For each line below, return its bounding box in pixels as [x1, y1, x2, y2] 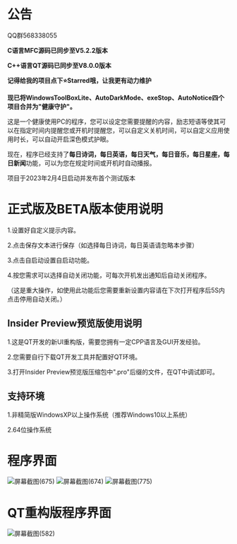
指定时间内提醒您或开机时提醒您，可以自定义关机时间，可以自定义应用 [19, 126, 224, 134]
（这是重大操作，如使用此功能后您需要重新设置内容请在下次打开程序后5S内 [7, 285, 226, 294]
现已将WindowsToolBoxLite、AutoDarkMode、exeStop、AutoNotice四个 [7, 93, 225, 102]
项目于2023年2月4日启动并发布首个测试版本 [7, 174, 136, 182]
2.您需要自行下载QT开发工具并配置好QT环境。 [7, 353, 142, 361]
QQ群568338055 [7, 31, 58, 40]
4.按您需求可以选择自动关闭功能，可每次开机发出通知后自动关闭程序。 [7, 271, 211, 279]
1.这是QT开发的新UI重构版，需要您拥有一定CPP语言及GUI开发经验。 [7, 337, 205, 346]
